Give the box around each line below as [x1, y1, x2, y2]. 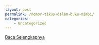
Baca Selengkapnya [5, 34, 45, 40]
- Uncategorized [14, 21, 47, 26]
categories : [5, 16, 29, 21]
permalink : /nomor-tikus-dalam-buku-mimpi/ [5, 12, 95, 17]
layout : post [5, 7, 32, 12]
